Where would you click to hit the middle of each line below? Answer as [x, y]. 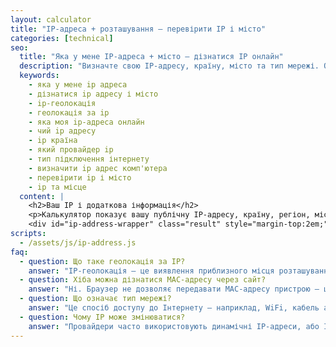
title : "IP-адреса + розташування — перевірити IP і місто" [138, 29]
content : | [42, 196]
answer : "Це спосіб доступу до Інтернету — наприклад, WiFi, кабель [174, 308]
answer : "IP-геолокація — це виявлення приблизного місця [151, 271]
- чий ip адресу [62, 131]
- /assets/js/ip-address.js [78, 242]
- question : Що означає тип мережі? [95, 299]
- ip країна [53, 141]
